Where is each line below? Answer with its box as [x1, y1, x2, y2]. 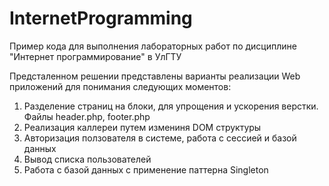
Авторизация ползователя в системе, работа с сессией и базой [23, 132, 297, 144]
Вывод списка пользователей [23, 153, 152, 165]
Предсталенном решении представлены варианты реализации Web [9, 70, 301, 82]
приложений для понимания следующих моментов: [9, 80, 232, 92]
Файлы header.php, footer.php [23, 110, 151, 122]
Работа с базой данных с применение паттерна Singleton [23, 163, 269, 176]
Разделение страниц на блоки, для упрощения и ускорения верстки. [23, 100, 319, 112]
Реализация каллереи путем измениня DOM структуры [23, 121, 262, 133]
